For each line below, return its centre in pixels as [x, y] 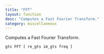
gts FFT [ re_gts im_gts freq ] [39, 47]
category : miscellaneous [31, 24]
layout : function [23, 14]
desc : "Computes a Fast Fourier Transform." [52, 19]
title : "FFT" [19, 10]
